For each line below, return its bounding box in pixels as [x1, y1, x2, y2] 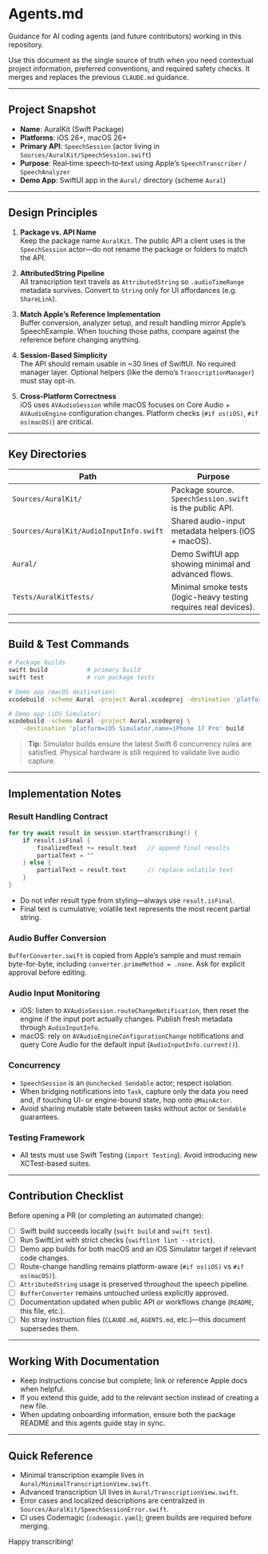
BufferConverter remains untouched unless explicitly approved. [19, 1288, 229, 1298]
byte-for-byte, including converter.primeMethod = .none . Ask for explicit [8, 959, 246, 969]
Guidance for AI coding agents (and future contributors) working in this [8, 31, 242, 41]
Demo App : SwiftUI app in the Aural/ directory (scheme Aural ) [19, 175, 227, 185]
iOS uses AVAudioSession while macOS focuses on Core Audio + [19, 399, 231, 409]
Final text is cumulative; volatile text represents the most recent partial [19, 903, 251, 913]
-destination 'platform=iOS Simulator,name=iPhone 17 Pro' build [22, 725, 245, 733]
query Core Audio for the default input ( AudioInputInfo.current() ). [19, 1039, 241, 1049]
